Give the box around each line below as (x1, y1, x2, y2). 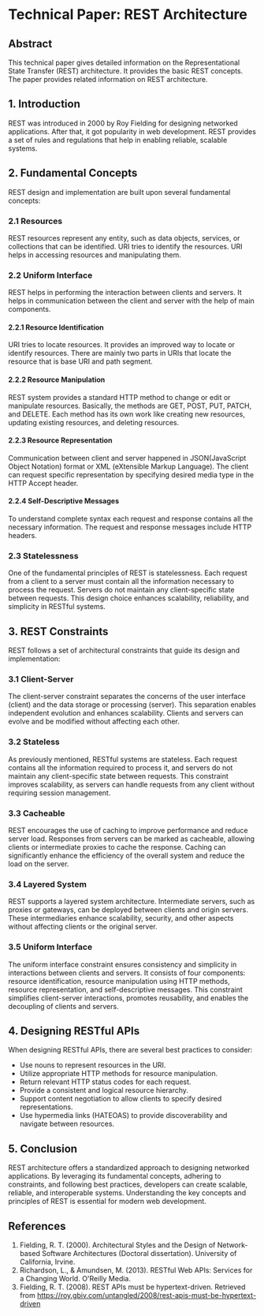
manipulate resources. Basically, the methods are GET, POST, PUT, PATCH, (8, 401, 252, 410)
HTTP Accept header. (8, 478, 79, 488)
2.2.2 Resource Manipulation (8, 375, 106, 384)
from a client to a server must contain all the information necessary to (8, 577, 235, 586)
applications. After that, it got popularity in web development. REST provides (8, 126, 256, 136)
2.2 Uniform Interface (8, 270, 93, 281)
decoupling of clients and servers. (8, 1001, 120, 1011)
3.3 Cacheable (8, 807, 65, 818)
